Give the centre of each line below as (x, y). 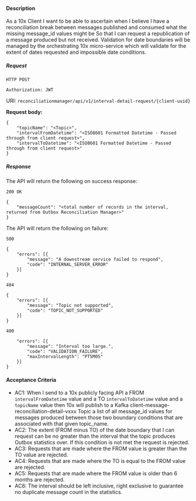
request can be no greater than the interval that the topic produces (95, 436)
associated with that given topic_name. (62, 424)
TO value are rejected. (41, 455)
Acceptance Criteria (31, 379)
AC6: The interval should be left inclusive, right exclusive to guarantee (99, 486)
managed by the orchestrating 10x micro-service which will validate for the (96, 46)
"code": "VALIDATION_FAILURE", (65, 352)
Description (21, 8)
